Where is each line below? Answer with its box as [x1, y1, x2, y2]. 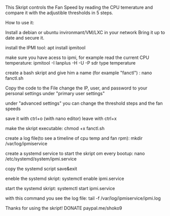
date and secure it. [5, 35, 45, 41]
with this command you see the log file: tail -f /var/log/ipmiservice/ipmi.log [5, 195, 161, 201]
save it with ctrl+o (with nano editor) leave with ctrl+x [5, 115, 117, 121]
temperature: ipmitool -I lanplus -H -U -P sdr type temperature [5, 60, 136, 66]
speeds [5, 106, 21, 111]
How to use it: [5, 20, 35, 25]
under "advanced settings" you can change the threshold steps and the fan [5, 100, 163, 106]
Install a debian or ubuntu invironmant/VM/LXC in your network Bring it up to [5, 29, 165, 35]
